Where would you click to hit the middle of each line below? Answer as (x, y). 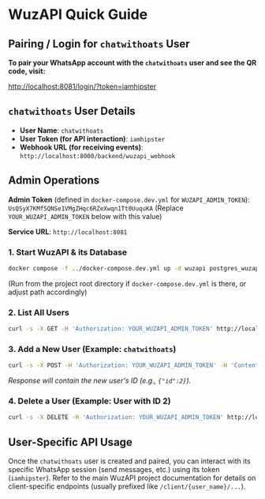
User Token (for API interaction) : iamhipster (92, 138)
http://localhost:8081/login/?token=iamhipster (82, 86)
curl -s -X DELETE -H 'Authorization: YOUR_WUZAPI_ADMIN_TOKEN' (116, 418)
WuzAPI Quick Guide (78, 15)
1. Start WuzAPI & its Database (68, 252)
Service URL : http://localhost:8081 (68, 232)
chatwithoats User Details (72, 111)
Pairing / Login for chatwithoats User (99, 44)
